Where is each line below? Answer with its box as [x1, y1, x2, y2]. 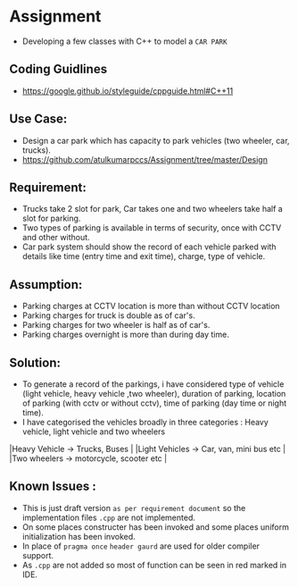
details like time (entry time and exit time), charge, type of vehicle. [21, 251, 266, 262]
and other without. [21, 232, 91, 243]
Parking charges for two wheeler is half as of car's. [21, 320, 211, 331]
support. [21, 549, 54, 560]
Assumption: [9, 277, 83, 292]
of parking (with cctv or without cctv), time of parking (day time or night [21, 398, 287, 408]
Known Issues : [9, 479, 96, 494]
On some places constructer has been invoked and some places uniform [21, 521, 290, 532]
